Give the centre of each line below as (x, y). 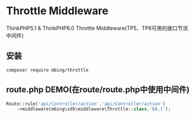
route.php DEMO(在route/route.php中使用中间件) (98, 90)
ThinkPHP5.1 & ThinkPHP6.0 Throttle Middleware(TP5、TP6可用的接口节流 (97, 28)
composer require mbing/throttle (47, 70)
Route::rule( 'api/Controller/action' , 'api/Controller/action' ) (86, 104)
